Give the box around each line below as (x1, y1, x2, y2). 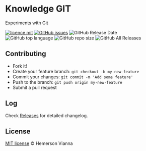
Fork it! (12, 63, 28, 69)
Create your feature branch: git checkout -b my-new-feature (12, 68, 139, 74)
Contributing (5, 49, 46, 58)
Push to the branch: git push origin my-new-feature (12, 79, 122, 85)
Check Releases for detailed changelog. (5, 112, 88, 119)
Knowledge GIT (5, 3, 71, 15)
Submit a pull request (12, 84, 57, 90)
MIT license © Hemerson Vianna (5, 140, 73, 146)
